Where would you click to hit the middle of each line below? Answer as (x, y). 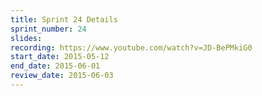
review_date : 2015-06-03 (62, 76)
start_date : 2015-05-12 (60, 57)
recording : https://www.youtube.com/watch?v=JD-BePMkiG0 (131, 47)
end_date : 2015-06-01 (55, 66)
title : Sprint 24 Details (64, 19)
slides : (26, 38)
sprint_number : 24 (48, 29)
